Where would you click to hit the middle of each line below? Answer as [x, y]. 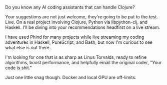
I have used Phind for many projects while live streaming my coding [75, 37]
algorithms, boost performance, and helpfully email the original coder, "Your [83, 62]
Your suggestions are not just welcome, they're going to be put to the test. [82, 17]
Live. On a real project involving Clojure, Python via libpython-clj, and [76, 22]
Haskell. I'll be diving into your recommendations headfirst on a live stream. [83, 27]
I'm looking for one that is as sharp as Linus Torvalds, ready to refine [76, 57]
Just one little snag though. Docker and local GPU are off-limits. [71, 77]
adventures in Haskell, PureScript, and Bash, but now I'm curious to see [79, 42]
